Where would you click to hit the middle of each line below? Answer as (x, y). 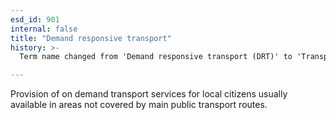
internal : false (44, 29)
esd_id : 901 (35, 19)
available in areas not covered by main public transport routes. (139, 105)
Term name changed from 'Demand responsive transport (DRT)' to (156, 57)
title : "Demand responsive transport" (91, 38)
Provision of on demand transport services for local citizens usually (149, 94)
